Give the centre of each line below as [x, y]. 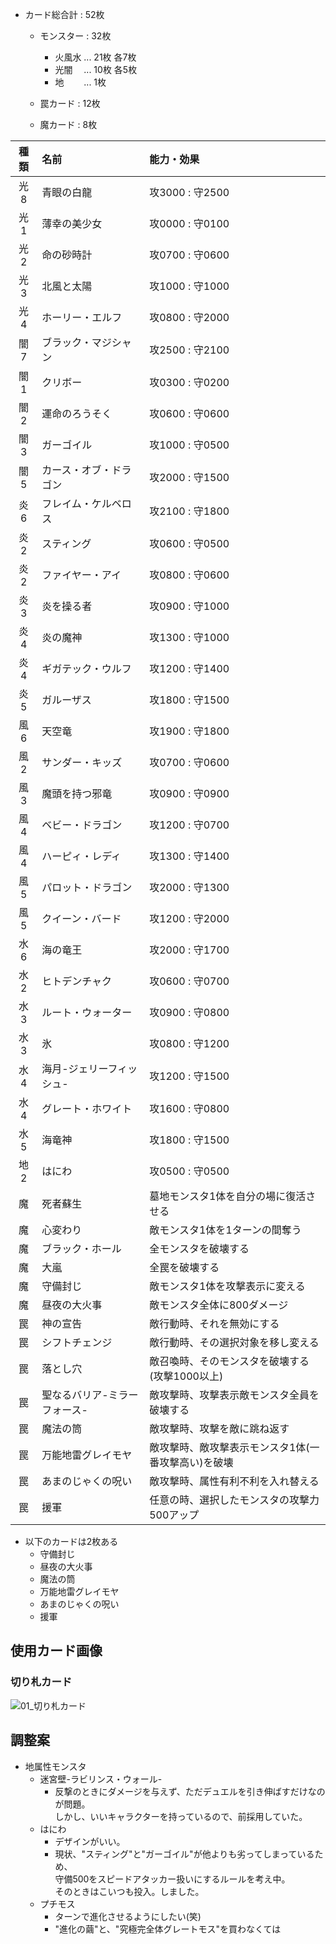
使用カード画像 [56, 1651]
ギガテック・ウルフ [86, 668]
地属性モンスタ [55, 1766]
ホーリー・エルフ [82, 317]
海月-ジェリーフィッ [89, 1068]
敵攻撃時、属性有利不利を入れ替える [234, 1481]
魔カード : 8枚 [68, 124]
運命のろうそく [77, 413]
